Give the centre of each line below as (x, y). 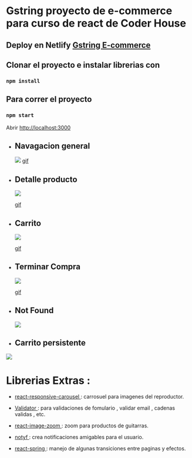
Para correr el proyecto (49, 99)
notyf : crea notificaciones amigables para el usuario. (79, 437)
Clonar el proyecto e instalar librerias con (83, 65)
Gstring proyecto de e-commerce (89, 11)
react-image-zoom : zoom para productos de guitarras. (81, 426)
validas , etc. (30, 414)
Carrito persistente (50, 343)
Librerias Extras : (48, 380)
